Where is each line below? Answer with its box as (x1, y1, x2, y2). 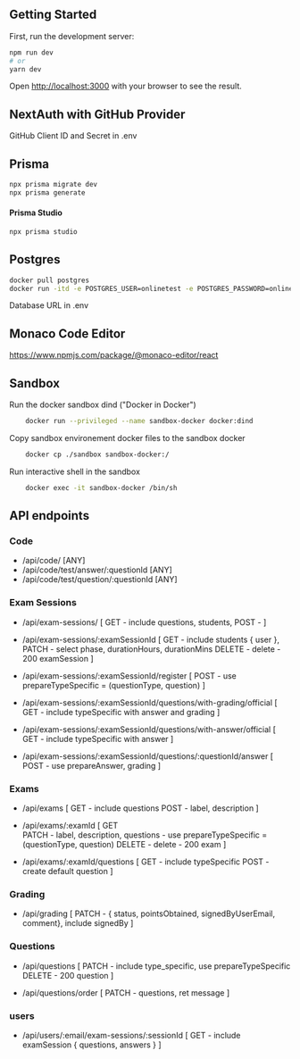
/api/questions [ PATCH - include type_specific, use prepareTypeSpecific (21, 960, 291, 971)
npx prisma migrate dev (9, 180, 98, 189)
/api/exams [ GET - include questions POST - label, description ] (21, 803, 259, 813)
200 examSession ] (21, 653, 94, 663)
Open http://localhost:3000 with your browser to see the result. (9, 80, 243, 92)
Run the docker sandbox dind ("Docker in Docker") (9, 399, 196, 410)
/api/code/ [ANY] (21, 555, 86, 566)
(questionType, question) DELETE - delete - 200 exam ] (21, 838, 227, 849)
